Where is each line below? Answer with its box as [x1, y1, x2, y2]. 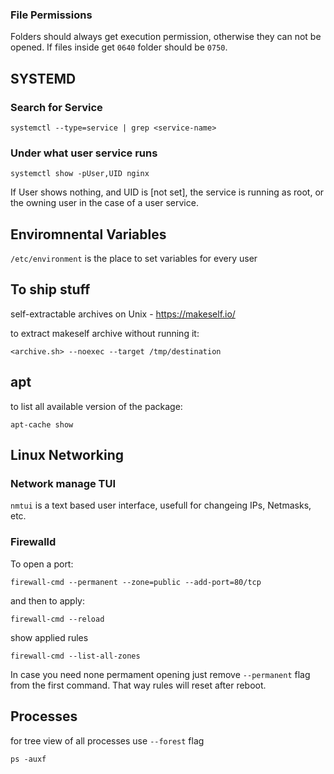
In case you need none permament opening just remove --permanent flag [10, 668, 311, 680]
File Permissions [10, 8, 93, 22]
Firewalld [10, 535, 57, 549]
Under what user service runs [10, 146, 158, 160]
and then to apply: [10, 594, 86, 607]
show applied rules [10, 631, 89, 643]
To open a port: [10, 558, 74, 570]
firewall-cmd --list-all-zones [10, 651, 141, 661]
